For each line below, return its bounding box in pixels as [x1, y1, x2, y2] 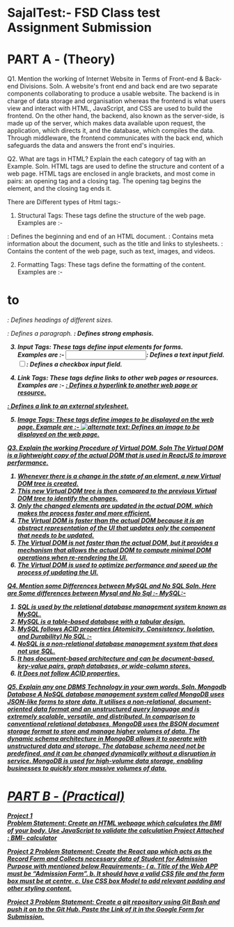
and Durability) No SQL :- [17, 632, 93, 640]
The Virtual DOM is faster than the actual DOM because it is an [17, 516, 204, 524]
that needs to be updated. [17, 531, 95, 539]
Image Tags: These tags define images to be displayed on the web [17, 415, 214, 423]
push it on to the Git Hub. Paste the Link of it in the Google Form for [7, 905, 204, 913]
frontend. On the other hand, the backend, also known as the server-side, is [7, 111, 225, 120]
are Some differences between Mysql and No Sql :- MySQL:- [7, 589, 187, 597]
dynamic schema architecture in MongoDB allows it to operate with [7, 734, 207, 742]
